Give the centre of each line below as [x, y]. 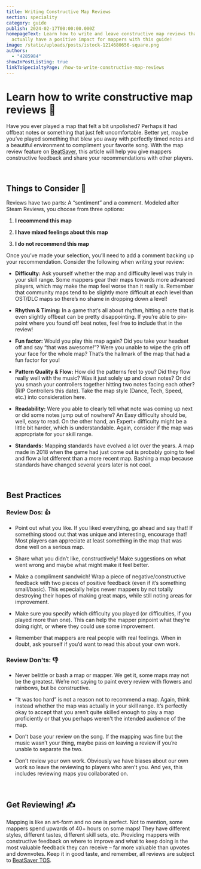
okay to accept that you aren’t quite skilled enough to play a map [95, 712]
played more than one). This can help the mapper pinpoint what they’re [102, 620]
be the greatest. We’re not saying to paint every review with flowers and [103, 682]
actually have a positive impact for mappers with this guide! [92, 39]
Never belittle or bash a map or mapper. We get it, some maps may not [102, 675]
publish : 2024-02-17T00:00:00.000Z [51, 28]
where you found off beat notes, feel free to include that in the [106, 323]
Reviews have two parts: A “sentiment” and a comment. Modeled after [93, 203]
